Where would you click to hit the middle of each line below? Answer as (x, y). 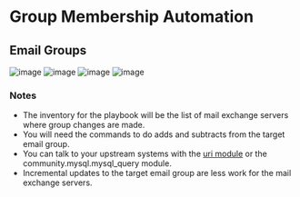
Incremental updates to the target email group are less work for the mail (157, 173)
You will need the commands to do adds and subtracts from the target (154, 134)
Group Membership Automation (132, 17)
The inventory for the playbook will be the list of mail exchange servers (155, 115)
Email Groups (48, 50)
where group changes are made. (84, 125)
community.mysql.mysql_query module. (97, 163)
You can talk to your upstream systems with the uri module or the (145, 154)
